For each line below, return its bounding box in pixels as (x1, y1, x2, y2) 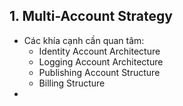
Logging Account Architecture (38, 55, 164, 68)
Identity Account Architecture (38, 45, 161, 57)
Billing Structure (38, 77, 106, 89)
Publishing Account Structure (38, 66, 161, 78)
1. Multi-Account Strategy (9, 8, 173, 25)
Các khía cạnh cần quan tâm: (23, 34, 145, 46)
